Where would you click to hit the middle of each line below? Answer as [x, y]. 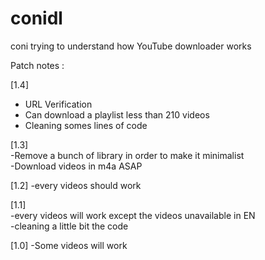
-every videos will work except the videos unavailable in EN [133, 215]
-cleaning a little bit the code [69, 226]
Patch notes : [37, 65]
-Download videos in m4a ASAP [76, 166]
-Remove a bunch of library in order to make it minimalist [127, 155]
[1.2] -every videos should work [76, 185]
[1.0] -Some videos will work [69, 245]
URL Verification [58, 104]
